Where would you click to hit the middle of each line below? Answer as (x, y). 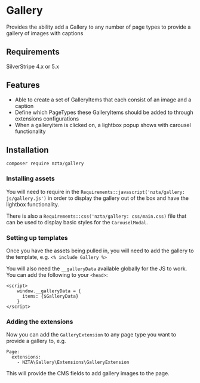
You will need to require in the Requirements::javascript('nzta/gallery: (96, 191)
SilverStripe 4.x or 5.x (33, 66)
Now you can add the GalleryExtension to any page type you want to (91, 335)
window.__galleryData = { (49, 291)
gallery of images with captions (45, 33)
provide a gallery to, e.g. (36, 341)
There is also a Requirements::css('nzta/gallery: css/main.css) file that (96, 216)
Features (23, 85)
